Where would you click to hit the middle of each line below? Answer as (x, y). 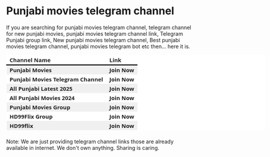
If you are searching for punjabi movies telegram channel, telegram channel (99, 27)
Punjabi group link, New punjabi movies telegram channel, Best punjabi (93, 40)
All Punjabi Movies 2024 (42, 98)
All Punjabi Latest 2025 (41, 89)
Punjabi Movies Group (40, 107)
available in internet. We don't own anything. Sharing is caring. (83, 147)
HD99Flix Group (31, 116)
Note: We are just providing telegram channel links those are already (90, 142)
